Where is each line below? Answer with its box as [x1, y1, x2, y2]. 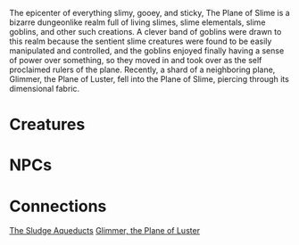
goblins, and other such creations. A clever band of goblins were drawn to [9, 27, 282, 37]
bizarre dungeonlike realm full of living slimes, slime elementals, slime [9, 17, 266, 28]
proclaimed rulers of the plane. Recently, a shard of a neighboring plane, [9, 64, 276, 75]
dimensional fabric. [9, 84, 80, 94]
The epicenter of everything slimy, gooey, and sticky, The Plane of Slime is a [9, 8, 290, 18]
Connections [9, 196, 107, 216]
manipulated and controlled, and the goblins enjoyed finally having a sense [9, 45, 285, 56]
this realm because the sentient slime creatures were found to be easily [9, 36, 272, 46]
